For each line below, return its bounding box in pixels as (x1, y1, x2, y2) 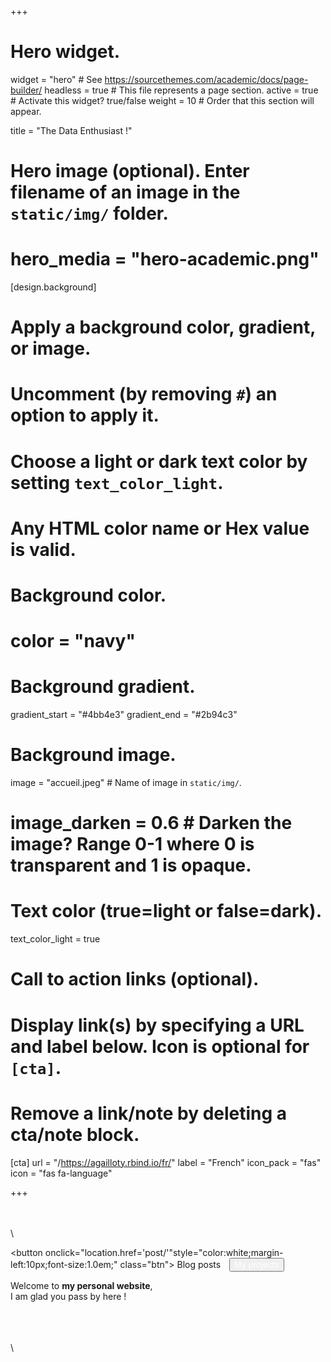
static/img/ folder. (10, 202, 169, 225)
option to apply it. (10, 404, 160, 427)
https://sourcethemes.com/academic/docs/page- (104, 73, 309, 85)
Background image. (10, 744, 177, 766)
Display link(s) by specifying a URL (10, 1014, 305, 1036)
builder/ (10, 84, 43, 96)
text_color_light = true (10, 933, 101, 945)
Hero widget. (10, 41, 121, 63)
